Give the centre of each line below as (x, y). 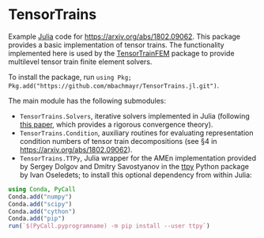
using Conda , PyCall (42, 189)
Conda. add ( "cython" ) (42, 211)
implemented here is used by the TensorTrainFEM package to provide (121, 53)
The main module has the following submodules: (87, 100)
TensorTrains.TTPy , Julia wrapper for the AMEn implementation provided (138, 158)
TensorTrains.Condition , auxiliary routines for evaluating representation (136, 133)
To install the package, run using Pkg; (70, 77)
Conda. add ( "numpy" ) (40, 196)
